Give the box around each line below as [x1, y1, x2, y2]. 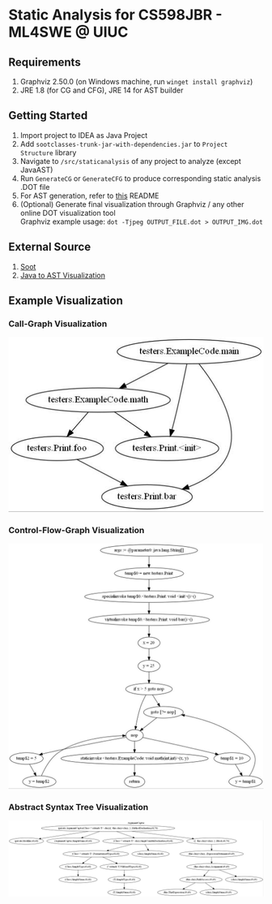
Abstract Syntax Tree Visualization [8, 802, 149, 813]
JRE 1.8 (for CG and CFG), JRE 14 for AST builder [19, 85, 184, 95]
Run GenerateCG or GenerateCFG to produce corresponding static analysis [19, 173, 261, 183]
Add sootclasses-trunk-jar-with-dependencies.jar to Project [19, 139, 228, 149]
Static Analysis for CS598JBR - [8, 6, 223, 24]
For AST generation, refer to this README [19, 191, 159, 200]
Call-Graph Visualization [8, 318, 108, 329]
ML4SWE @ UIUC [8, 23, 129, 41]
